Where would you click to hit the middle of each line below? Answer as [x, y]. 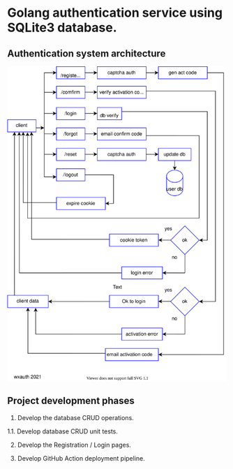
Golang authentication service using [115, 13]
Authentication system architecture [87, 53]
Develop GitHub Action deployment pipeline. [81, 458]
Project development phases [71, 401]
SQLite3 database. [62, 28]
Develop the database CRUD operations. [75, 417]
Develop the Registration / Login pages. [74, 445]
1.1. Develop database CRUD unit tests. [63, 431]
